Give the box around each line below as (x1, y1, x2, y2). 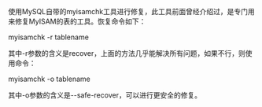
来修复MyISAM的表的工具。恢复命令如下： (8, 17, 146, 26)
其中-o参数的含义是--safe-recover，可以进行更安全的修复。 (8, 90, 202, 100)
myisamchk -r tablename (8, 32, 89, 42)
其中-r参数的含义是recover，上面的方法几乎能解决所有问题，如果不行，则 (8, 49, 246, 57)
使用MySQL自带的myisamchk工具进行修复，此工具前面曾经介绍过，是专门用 (8, 7, 255, 16)
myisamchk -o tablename (8, 74, 90, 83)
